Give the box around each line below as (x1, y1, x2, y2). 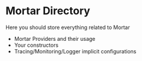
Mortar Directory (5, 4, 90, 18)
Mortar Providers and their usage (14, 35, 96, 42)
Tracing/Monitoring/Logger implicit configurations (14, 47, 137, 54)
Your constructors (14, 41, 59, 49)
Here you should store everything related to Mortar (5, 24, 130, 31)
